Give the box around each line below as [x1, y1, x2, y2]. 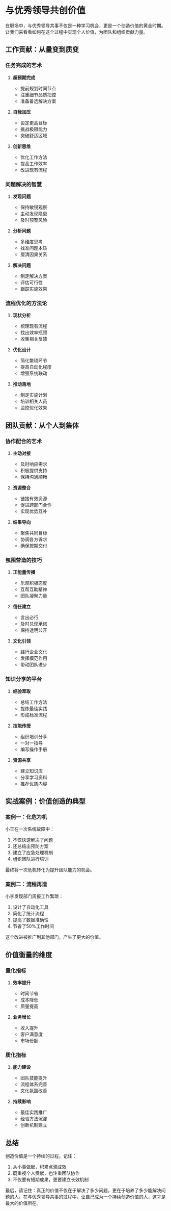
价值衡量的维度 [5, 950, 52, 959]
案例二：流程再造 [5, 881, 47, 888]
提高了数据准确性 [12, 917, 49, 923]
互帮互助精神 [20, 586, 47, 592]
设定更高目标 [20, 119, 47, 125]
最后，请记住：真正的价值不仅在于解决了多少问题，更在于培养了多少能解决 [5, 1188, 161, 1194]
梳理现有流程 [20, 323, 47, 329]
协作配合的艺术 [5, 437, 42, 445]
